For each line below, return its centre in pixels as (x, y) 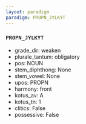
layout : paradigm (28, 12)
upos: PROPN (31, 82)
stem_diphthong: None (43, 70)
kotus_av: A (29, 95)
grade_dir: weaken (38, 50)
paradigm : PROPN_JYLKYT (36, 18)
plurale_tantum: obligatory (47, 57)
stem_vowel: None (37, 76)
